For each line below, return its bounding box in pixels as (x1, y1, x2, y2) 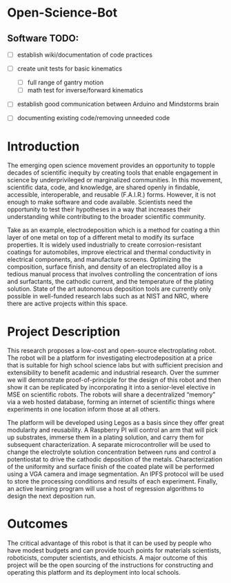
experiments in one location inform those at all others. (7, 405, 161, 414)
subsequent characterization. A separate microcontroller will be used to (7, 441, 211, 449)
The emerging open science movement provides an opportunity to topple (7, 161, 215, 170)
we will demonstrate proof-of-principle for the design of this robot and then (7, 376, 222, 384)
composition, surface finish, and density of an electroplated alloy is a (7, 262, 203, 271)
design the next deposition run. (7, 492, 96, 500)
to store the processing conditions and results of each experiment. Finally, (7, 477, 218, 486)
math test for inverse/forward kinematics (27, 86, 143, 95)
